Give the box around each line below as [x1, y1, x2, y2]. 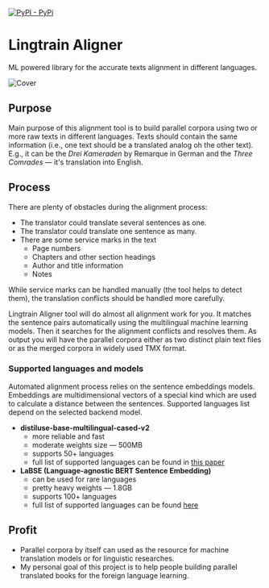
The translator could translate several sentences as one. [19, 218, 207, 227]
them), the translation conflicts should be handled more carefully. [8, 293, 226, 302]
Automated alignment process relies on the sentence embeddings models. [8, 382, 255, 391]
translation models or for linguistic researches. [19, 553, 175, 563]
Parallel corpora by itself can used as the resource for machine [19, 544, 230, 554]
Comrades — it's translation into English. [8, 157, 143, 167]
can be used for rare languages [31, 474, 137, 484]
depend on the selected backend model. [8, 407, 143, 417]
